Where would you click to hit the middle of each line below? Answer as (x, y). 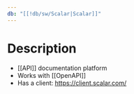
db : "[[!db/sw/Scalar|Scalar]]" (54, 14)
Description (42, 48)
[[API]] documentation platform (62, 68)
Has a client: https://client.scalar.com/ (72, 83)
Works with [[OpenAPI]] (51, 75)
